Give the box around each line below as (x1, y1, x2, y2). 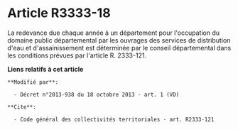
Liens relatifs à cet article (7, 65, 84, 73)
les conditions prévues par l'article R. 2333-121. (7, 51, 147, 60)
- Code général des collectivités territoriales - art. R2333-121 (13, 116, 215, 123)
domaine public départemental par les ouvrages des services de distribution (7, 36, 231, 44)
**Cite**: (7, 103, 37, 111)
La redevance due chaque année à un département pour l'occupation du (7, 28, 220, 37)
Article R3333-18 (7, 5, 112, 21)
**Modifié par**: (7, 78, 59, 86)
